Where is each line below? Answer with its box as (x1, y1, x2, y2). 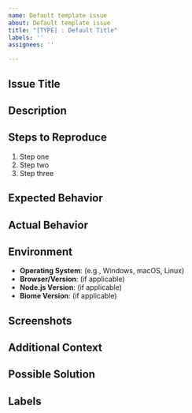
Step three (19, 168, 54, 178)
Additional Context (8, 341, 102, 355)
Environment (8, 245, 73, 258)
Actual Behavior (8, 218, 89, 231)
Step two (19, 160, 50, 170)
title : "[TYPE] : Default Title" (8, 26, 118, 34)
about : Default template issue (8, 19, 111, 27)
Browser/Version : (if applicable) (19, 274, 125, 284)
